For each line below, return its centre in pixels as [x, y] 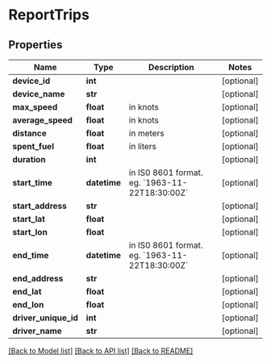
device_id [31, 81]
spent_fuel [33, 146]
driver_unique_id [46, 318]
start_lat [29, 219]
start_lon [30, 232]
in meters [146, 133]
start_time [32, 183]
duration [29, 159]
